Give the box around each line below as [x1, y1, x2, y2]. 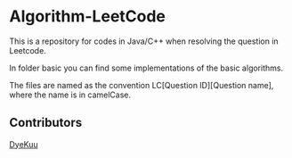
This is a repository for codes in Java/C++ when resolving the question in [9, 36, 279, 46]
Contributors [9, 115, 83, 130]
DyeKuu [9, 138, 38, 149]
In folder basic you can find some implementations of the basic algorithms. [9, 62, 283, 73]
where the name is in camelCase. [9, 89, 132, 100]
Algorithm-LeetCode [9, 6, 166, 27]
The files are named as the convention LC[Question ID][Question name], [9, 79, 274, 90]
